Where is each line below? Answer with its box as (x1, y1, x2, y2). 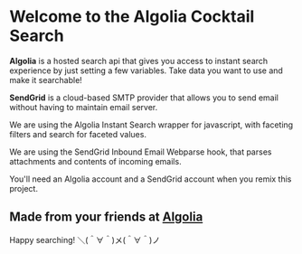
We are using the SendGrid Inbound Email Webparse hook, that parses (9, 146, 272, 157)
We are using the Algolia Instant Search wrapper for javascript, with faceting (9, 119, 294, 130)
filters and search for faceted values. (9, 128, 147, 139)
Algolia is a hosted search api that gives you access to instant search (9, 55, 269, 66)
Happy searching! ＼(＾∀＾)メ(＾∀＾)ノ (9, 234, 161, 245)
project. (9, 183, 39, 193)
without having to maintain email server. (9, 101, 158, 112)
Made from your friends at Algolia (9, 210, 203, 225)
